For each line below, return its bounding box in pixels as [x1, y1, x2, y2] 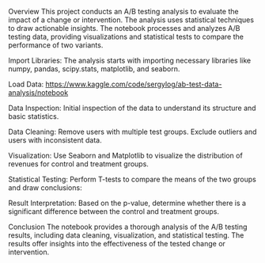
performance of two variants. [8, 40, 104, 50]
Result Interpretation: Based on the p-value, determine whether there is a [8, 198, 247, 208]
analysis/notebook [8, 88, 69, 97]
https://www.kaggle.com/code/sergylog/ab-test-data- [45, 79, 222, 89]
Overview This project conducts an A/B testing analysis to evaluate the [8, 7, 239, 16]
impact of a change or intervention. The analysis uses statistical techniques [8, 15, 255, 25]
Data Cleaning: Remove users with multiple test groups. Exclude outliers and [8, 127, 257, 136]
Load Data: [8, 79, 44, 89]
